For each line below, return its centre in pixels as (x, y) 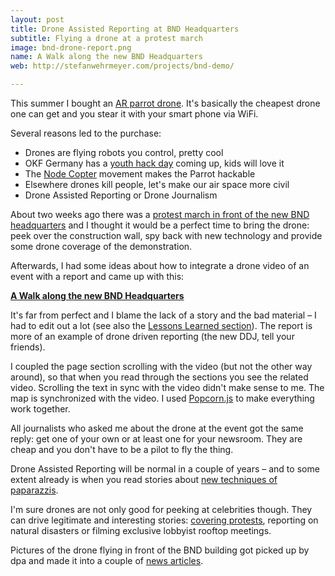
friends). (28, 347)
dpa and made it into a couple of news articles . (107, 560)
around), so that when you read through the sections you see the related (159, 377)
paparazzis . (34, 490)
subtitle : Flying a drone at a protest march (106, 38)
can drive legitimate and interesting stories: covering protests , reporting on (164, 520)
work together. (40, 409)
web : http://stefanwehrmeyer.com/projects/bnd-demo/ (122, 66)
